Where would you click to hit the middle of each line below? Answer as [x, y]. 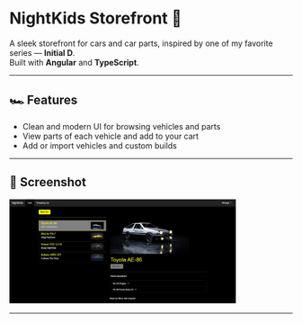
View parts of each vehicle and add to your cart [111, 136]
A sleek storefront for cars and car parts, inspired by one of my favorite [141, 43]
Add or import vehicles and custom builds [100, 145]
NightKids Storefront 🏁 [96, 18]
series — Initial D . [42, 52]
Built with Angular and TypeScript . [74, 62]
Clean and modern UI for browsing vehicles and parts [121, 126]
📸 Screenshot [48, 182]
